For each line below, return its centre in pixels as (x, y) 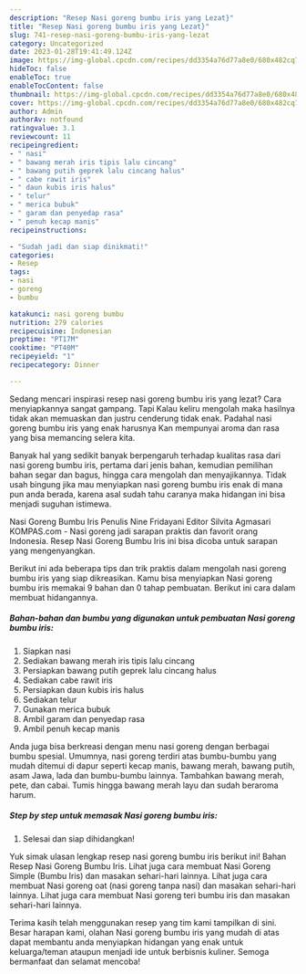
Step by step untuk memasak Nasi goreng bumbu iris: (114, 816)
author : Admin (36, 111)
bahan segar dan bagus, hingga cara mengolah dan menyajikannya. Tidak (148, 475)
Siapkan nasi (46, 651)
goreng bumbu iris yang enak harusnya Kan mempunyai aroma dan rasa (144, 428)
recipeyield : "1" (42, 357)
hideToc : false (38, 69)
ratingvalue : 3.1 (42, 129)
